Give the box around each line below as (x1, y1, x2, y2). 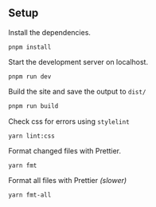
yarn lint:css (8, 132, 56, 140)
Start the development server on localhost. (8, 57, 149, 66)
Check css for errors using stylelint (8, 116, 130, 126)
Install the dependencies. (8, 27, 92, 37)
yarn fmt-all (8, 191, 52, 199)
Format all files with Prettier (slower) (8, 175, 127, 185)
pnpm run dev (8, 72, 52, 81)
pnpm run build (8, 102, 59, 110)
